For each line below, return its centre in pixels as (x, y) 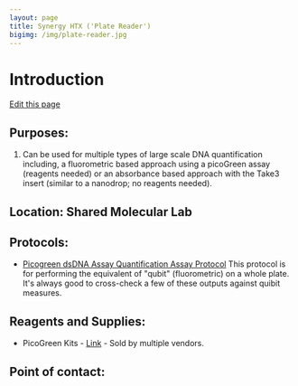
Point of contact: (57, 372)
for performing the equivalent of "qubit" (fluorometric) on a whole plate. (156, 274)
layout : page (34, 18)
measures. (42, 293)
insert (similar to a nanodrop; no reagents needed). (117, 184)
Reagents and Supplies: (78, 321)
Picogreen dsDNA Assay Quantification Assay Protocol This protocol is (154, 264)
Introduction (57, 79)
